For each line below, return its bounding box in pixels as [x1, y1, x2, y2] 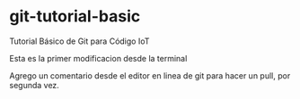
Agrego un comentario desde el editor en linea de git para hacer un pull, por [9, 70, 291, 81]
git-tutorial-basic [9, 6, 141, 27]
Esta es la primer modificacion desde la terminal [9, 53, 188, 63]
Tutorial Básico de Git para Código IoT [9, 36, 150, 46]
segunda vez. [9, 79, 60, 90]
